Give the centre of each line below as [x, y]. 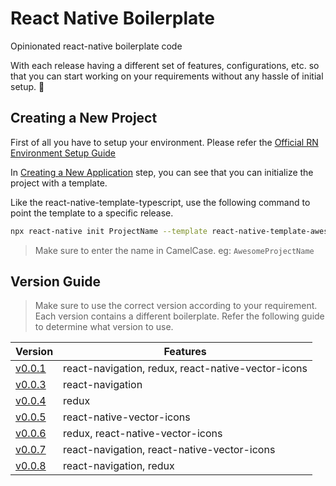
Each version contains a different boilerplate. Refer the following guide [179, 316]
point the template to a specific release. [92, 213]
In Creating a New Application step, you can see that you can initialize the [162, 172]
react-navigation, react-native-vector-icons [169, 450]
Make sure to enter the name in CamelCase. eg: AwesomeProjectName [174, 250]
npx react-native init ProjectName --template [109, 231]
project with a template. [59, 183]
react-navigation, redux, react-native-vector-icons [185, 369]
